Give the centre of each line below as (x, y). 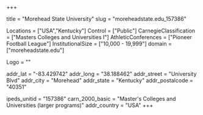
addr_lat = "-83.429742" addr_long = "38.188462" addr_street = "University (101, 74)
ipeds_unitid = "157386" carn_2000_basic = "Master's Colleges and (91, 99)
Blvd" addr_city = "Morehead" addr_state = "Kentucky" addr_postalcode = (100, 80)
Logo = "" (19, 62)
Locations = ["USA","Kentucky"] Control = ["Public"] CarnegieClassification (101, 31)
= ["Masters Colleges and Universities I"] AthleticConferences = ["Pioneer (99, 37)
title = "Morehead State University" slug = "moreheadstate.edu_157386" (97, 19)
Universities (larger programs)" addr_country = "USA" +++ (80, 105)
